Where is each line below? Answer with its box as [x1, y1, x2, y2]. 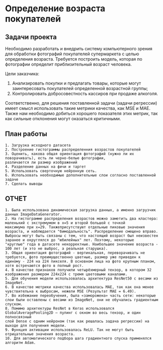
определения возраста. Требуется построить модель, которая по [5, 56, 143, 62]
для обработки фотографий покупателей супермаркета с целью [5, 51, 140, 57]
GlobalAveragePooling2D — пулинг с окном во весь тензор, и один [5, 310, 141, 315]
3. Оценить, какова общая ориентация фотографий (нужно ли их [5, 151, 134, 156]
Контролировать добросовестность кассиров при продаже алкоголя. [12, 91, 158, 96]
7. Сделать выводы [5, 181, 42, 186]
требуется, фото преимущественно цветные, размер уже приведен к [5, 255, 141, 260]
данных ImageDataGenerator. [5, 212, 62, 217]
